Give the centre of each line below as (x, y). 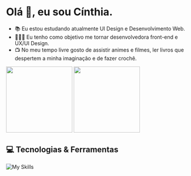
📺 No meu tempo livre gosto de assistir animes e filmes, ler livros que (99, 50)
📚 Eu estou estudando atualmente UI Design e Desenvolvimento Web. (100, 28)
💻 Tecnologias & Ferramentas (62, 150)
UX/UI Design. (32, 43)
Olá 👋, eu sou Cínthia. (59, 12)
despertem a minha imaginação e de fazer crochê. (76, 58)
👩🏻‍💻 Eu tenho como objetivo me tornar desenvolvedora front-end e (96, 37)
